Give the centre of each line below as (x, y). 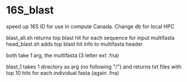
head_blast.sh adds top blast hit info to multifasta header (75, 44)
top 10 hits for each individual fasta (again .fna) (63, 73)
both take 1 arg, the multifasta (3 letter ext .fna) (63, 55)
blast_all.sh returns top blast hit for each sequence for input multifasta (90, 37)
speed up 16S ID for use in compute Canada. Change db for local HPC (90, 26)
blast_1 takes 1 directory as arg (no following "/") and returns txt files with (94, 66)
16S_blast (30, 10)
